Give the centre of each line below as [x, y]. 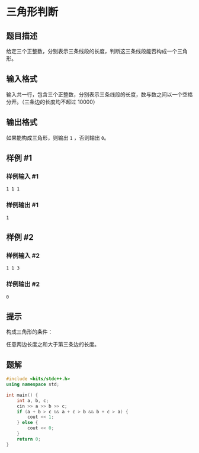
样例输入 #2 [23, 255]
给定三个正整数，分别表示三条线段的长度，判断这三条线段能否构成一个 [92, 51]
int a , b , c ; [33, 400]
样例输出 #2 [23, 284]
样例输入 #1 [22, 176]
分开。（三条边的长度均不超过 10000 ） [52, 102]
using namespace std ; [33, 385]
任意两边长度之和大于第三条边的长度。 [53, 345]
